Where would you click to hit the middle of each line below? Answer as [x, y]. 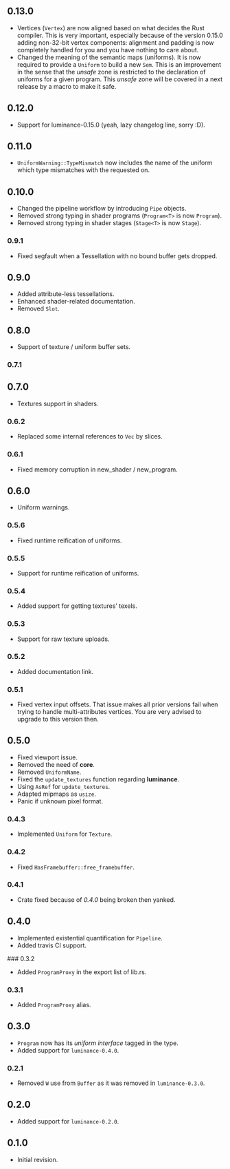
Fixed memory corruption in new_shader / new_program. [97, 469]
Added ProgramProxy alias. [54, 1004]
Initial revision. [37, 1159]
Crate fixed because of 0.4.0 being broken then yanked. [96, 899]
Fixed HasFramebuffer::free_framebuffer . [76, 867]
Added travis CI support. [52, 945]
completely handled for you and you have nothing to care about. [108, 50]
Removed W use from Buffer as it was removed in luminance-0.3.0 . [111, 1083]
